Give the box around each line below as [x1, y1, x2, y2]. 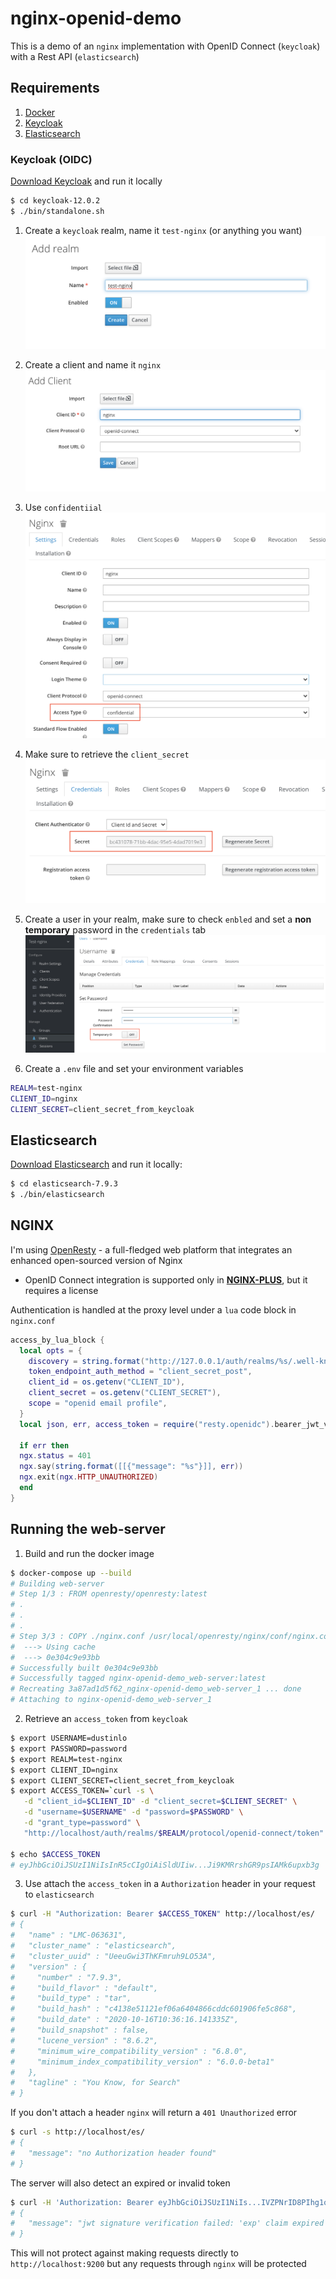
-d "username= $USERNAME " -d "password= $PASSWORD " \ [23, 1807, 244, 1817]
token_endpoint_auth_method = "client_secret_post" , [28, 1367, 253, 1377]
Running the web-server [10, 1521, 166, 1538]
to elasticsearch [24, 1888, 95, 1901]
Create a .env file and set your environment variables [24, 1062, 244, 1074]
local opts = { [19, 1345, 83, 1356]
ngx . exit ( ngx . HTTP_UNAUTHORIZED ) [19, 1472, 159, 1482]
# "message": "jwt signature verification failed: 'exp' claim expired [10, 2218, 325, 2229]
